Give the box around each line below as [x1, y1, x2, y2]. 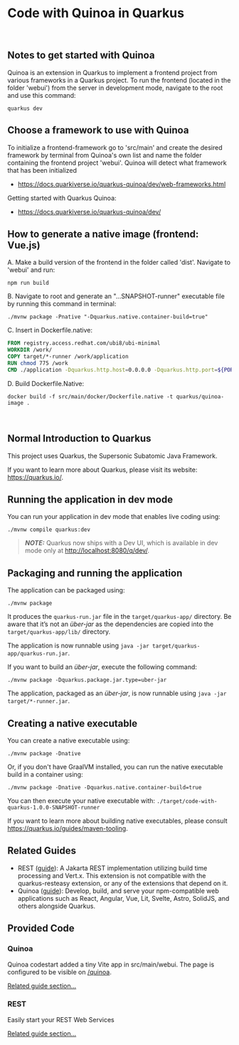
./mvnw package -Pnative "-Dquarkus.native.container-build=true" [7, 313, 208, 320]
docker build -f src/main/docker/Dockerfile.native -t [7, 393, 174, 400]
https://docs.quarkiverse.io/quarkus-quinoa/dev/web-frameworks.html [17, 180, 226, 188]
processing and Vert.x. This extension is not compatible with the [17, 871, 206, 879]
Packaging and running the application [7, 567, 183, 579]
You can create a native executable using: [7, 737, 130, 744]
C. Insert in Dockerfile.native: [7, 326, 92, 335]
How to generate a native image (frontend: [7, 228, 199, 240]
